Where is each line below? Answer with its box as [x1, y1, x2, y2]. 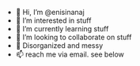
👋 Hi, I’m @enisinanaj [15, 8, 85, 16]
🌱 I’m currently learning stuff [15, 24, 109, 33]
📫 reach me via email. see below [15, 49, 125, 59]
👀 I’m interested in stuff [15, 16, 92, 25]
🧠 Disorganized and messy [15, 41, 104, 50]
